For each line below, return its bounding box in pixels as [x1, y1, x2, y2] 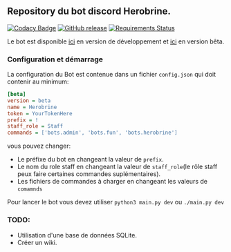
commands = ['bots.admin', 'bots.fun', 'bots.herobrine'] [7, 129, 178, 137]
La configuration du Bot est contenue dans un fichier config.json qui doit [7, 70, 216, 79]
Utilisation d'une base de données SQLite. [17, 231, 137, 239]
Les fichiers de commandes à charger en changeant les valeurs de [17, 177, 207, 186]
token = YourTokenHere [7, 110, 73, 117]
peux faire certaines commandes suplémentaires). [17, 170, 161, 178]
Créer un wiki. [17, 238, 57, 246]
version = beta [7, 97, 51, 104]
